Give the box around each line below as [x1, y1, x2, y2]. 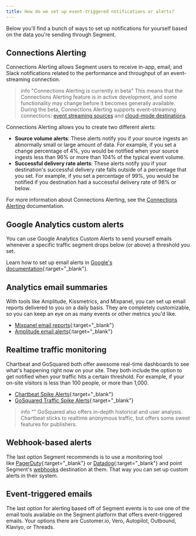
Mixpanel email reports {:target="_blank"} [14, 322, 114, 329]
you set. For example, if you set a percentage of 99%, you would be [14, 173, 179, 180]
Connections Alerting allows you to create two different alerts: [6, 124, 156, 131]
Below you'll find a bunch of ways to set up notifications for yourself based [6, 25, 188, 32]
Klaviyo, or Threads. [6, 523, 55, 530]
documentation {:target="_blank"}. [6, 265, 88, 272]
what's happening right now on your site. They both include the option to [6, 366, 183, 373]
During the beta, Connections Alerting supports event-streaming [20, 106, 177, 113]
